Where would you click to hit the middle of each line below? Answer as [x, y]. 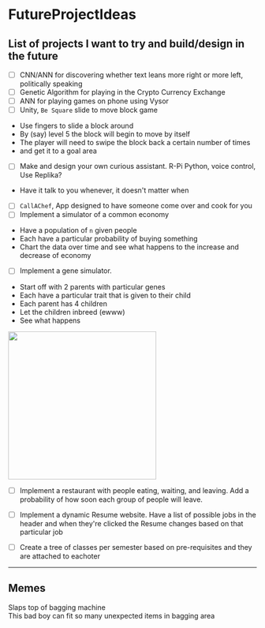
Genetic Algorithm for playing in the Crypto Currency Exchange [123, 92]
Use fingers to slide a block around [77, 126]
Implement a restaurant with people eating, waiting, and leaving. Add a [134, 490]
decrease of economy [55, 256]
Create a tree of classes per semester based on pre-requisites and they [136, 547]
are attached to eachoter [60, 556]
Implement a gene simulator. [65, 271]
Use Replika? [41, 175]
